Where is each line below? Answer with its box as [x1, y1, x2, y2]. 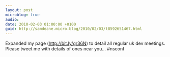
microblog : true [5, 12, 40, 17]
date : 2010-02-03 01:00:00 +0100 [5, 21, 76, 27]
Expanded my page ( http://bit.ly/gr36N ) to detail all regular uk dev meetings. [5, 40, 165, 46]
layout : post [5, 7, 33, 13]
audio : [5, 17, 19, 22]
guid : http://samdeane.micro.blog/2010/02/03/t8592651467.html [5, 26, 143, 32]
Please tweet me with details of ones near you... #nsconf [5, 46, 125, 52]
